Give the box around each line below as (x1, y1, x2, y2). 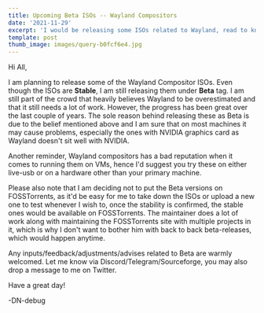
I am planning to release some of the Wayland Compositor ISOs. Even (8, 78, 233, 87)
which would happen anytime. (8, 234, 106, 243)
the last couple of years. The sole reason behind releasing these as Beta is (8, 111, 250, 120)
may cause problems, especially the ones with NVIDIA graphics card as (8, 127, 240, 138)
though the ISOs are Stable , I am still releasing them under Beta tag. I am (8, 86, 245, 95)
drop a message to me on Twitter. (8, 265, 117, 275)
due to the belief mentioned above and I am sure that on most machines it (8, 120, 247, 129)
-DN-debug (8, 296, 46, 305)
